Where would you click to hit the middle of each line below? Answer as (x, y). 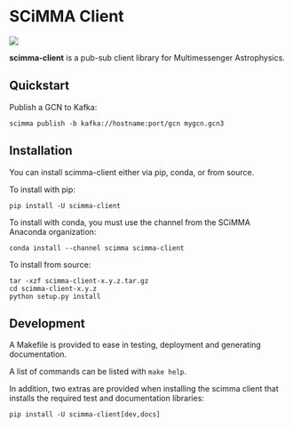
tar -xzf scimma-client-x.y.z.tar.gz (79, 281)
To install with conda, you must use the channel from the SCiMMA (130, 222)
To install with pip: (42, 190)
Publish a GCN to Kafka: (53, 107)
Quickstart (40, 86)
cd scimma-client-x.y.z (53, 288)
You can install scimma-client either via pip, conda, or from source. (132, 172)
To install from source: (50, 264)
